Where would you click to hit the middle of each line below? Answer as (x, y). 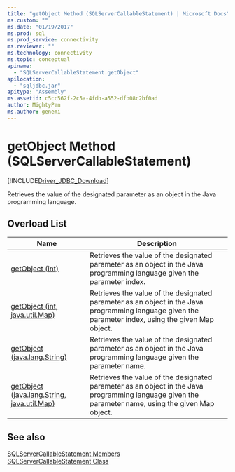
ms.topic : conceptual (39, 60)
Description (157, 243)
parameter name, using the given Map (152, 403)
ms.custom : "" (28, 20)
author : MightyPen (34, 105)
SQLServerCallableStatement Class (58, 461)
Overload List (37, 224)
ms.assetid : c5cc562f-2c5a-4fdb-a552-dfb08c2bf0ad (83, 99)
